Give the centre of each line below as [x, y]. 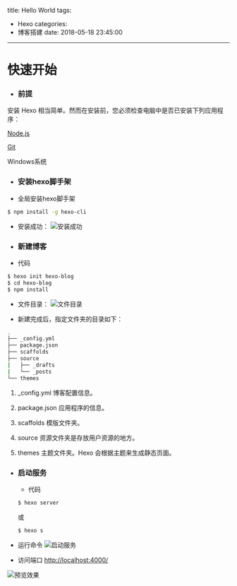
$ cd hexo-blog [30, 283]
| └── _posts [30, 371]
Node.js [19, 133]
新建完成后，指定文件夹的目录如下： [70, 319]
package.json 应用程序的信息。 [63, 407]
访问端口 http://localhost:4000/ [63, 560]
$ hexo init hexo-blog [41, 276]
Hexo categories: [42, 24]
